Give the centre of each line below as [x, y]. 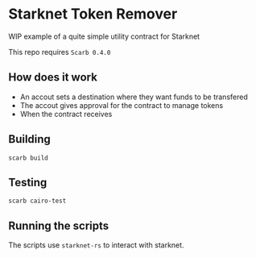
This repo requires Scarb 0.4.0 [60, 52]
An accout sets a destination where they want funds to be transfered [134, 97]
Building [29, 139]
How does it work [53, 77]
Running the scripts [59, 225]
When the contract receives [66, 114]
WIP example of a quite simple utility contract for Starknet [104, 36]
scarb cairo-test [37, 201]
